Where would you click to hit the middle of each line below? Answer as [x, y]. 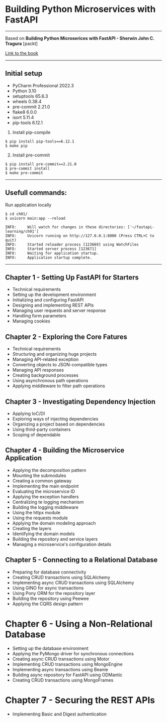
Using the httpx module [36, 512]
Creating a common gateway [42, 481]
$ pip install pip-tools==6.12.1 [40, 141]
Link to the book [22, 53]
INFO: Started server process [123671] [51, 249]
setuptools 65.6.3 [30, 96]
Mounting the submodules [39, 475]
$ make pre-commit [24, 173]
